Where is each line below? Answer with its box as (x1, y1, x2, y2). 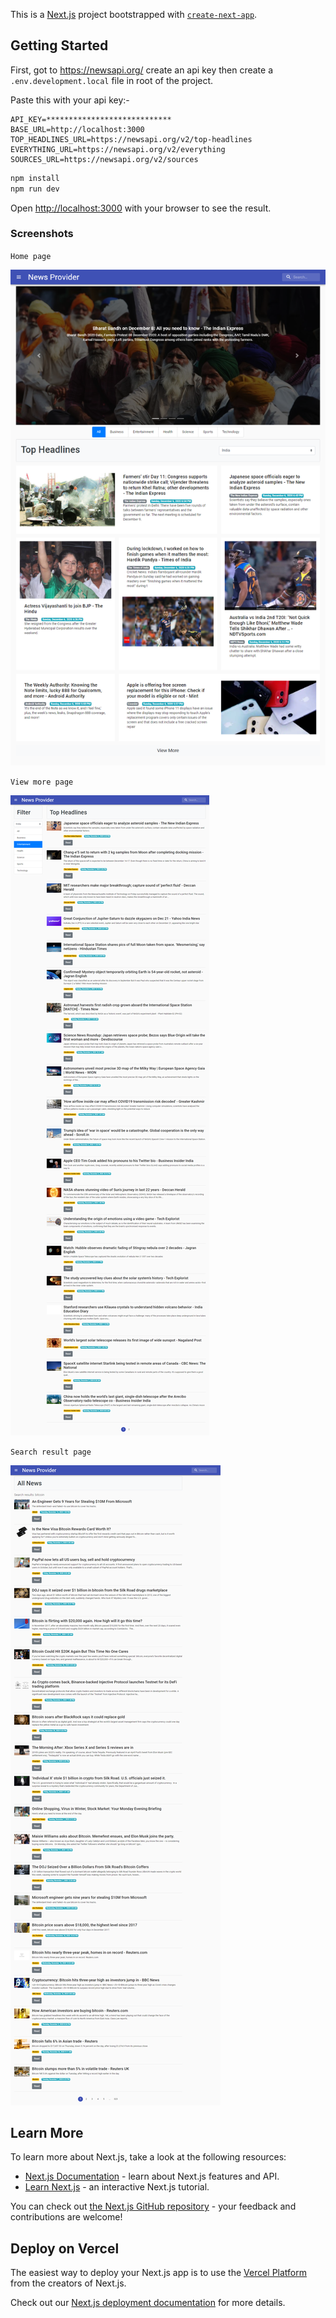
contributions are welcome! (10, 2211, 123, 2223)
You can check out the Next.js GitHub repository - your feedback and (10, 2200, 297, 2213)
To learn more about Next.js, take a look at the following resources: (10, 2151, 287, 2163)
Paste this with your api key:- (10, 94, 130, 106)
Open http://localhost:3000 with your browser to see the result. (10, 202, 272, 214)
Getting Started (10, 37, 109, 54)
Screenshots (10, 227, 74, 241)
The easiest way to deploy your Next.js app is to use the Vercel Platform (10, 2267, 308, 2279)
